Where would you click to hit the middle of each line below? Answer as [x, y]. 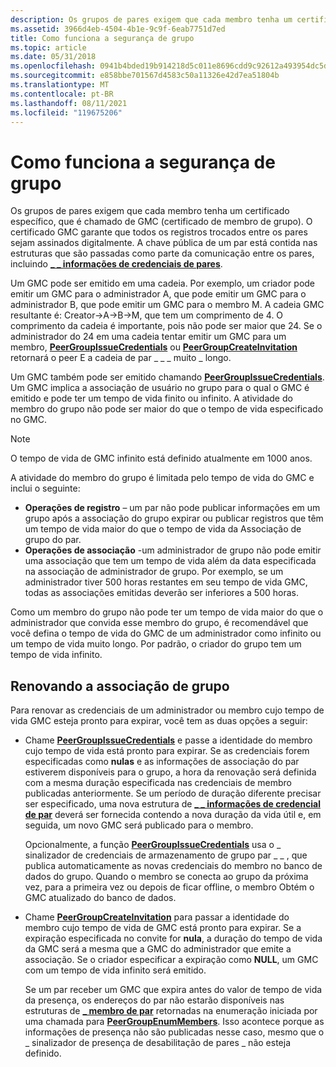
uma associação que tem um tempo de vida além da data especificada [170, 561]
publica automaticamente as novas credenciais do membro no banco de [173, 866]
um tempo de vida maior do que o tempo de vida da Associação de [163, 529]
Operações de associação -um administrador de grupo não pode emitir [173, 550]
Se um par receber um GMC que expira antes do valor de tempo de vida [173, 990]
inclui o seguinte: [45, 488]
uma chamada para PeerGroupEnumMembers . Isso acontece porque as [174, 1022]
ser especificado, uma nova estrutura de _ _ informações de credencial [172, 804]
